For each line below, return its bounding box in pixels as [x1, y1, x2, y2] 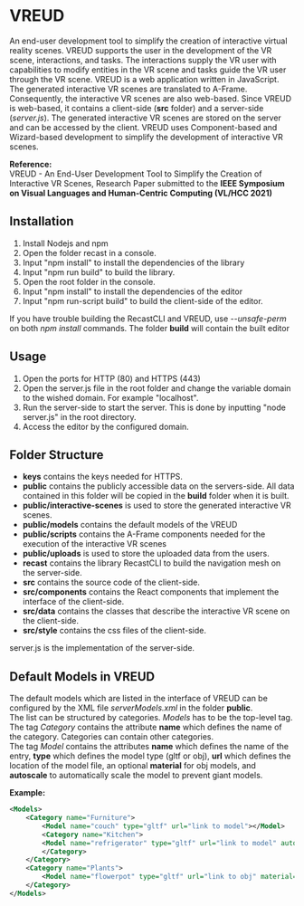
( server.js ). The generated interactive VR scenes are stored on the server [9, 112, 282, 123]
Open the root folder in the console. [22, 276, 156, 287]
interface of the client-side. [22, 596, 125, 607]
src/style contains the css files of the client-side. [22, 625, 206, 636]
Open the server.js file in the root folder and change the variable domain [22, 382, 291, 394]
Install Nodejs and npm [22, 237, 109, 249]
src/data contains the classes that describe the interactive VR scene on [22, 606, 290, 616]
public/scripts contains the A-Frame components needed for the [22, 529, 266, 539]
